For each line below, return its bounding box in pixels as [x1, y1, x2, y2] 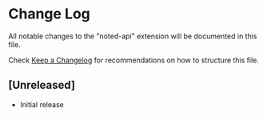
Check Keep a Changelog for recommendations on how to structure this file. [8, 55, 260, 65]
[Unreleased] [8, 78, 76, 92]
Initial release [19, 99, 64, 109]
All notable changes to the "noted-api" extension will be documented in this [8, 31, 257, 41]
